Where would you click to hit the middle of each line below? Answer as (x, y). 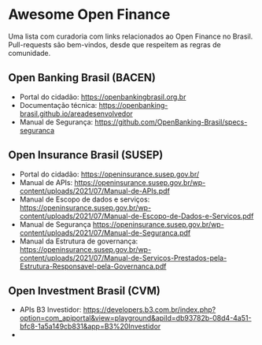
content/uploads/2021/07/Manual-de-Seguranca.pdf (105, 232)
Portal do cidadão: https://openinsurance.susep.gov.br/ (109, 174)
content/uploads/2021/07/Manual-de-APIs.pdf (95, 191)
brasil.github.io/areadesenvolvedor (76, 113)
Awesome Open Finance (89, 15)
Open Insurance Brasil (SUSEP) (86, 155)
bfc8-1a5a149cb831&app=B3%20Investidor (90, 326)
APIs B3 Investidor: (50, 310)
